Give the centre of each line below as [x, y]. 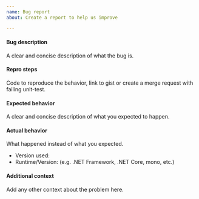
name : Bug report [28, 12]
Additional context [30, 175]
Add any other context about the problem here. [65, 189]
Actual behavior [27, 130]
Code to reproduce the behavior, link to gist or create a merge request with [100, 83]
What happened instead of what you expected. [65, 144]
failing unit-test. [26, 89]
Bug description [27, 42]
